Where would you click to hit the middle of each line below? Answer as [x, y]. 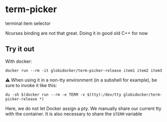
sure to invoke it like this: [31, 85]
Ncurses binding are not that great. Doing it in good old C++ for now [77, 33]
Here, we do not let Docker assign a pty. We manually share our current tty [83, 108]
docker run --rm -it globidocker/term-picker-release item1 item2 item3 [84, 70]
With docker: [19, 61]
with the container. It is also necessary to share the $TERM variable [74, 114]
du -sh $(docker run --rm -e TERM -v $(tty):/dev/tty [63, 95]
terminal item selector [28, 23]
